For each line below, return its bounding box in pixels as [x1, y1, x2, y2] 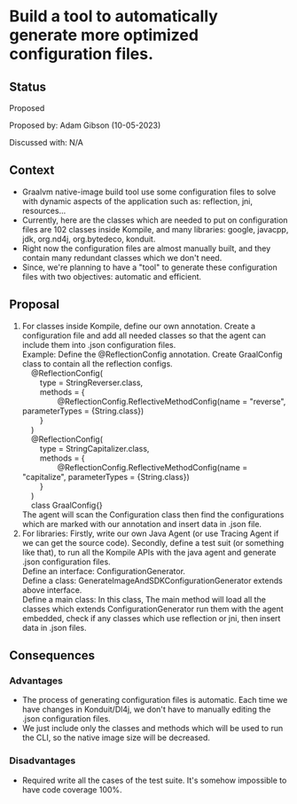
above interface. [21, 584, 82, 595]
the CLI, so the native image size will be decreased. [21, 732, 211, 743]
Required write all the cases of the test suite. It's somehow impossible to [21, 775, 287, 785]
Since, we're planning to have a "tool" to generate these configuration [21, 262, 277, 272]
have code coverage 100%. [21, 784, 122, 795]
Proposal [9, 297, 60, 312]
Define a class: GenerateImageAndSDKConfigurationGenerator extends [21, 575, 284, 586]
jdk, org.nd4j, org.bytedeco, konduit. [21, 233, 156, 244]
